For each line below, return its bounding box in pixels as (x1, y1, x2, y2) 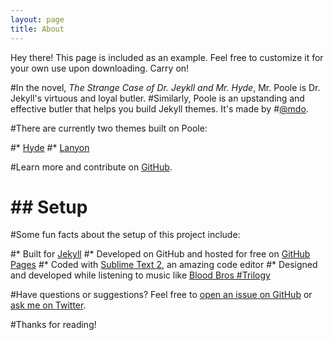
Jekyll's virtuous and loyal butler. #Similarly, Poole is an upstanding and (10, 92, 305, 104)
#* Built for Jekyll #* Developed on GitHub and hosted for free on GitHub (10, 248, 311, 260)
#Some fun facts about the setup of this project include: (10, 229, 241, 241)
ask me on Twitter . (10, 299, 87, 311)
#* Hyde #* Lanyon (10, 141, 90, 153)
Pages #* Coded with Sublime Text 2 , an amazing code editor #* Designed (10, 259, 318, 271)
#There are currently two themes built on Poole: (10, 122, 208, 134)
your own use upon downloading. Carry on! (10, 62, 190, 74)
